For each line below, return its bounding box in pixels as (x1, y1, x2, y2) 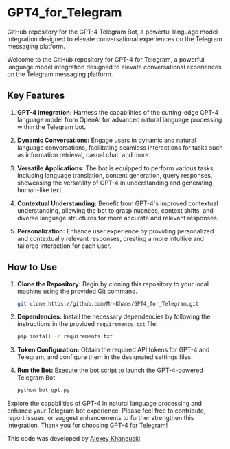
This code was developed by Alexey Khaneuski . (7, 435, 142, 443)
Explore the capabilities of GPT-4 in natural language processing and (7, 400, 203, 408)
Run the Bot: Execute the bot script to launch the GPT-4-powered (16, 366, 204, 375)
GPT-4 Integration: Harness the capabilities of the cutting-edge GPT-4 (16, 108, 219, 116)
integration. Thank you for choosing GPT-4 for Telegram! (7, 421, 168, 430)
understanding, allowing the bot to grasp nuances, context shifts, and (16, 206, 214, 214)
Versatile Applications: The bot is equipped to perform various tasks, (16, 163, 215, 172)
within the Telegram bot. (16, 122, 87, 131)
